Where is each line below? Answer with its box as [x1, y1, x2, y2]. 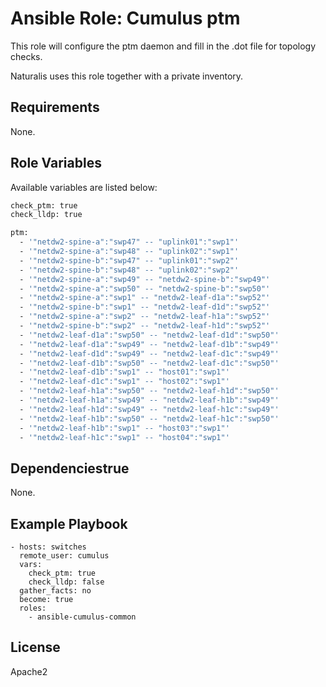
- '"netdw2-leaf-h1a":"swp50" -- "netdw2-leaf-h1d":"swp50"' [19, 386, 280, 396]
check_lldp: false [28, 577, 105, 587]
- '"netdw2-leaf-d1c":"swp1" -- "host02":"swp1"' [19, 377, 230, 387]
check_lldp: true [10, 210, 83, 220]
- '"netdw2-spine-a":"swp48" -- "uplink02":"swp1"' [19, 247, 240, 257]
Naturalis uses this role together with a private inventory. [10, 70, 244, 82]
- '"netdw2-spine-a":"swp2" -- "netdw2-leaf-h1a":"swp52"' [19, 312, 271, 322]
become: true [19, 595, 74, 605]
